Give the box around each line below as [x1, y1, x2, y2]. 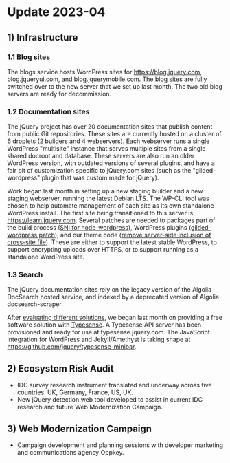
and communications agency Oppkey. [16, 449, 125, 457]
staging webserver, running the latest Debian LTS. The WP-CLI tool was [7, 194, 209, 203]
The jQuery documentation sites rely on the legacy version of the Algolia [7, 286, 212, 294]
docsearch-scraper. [7, 300, 63, 308]
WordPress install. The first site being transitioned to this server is [7, 209, 194, 217]
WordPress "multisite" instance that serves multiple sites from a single [7, 144, 206, 153]
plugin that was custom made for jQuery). [41, 173, 159, 182]
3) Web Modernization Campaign [7, 422, 152, 434]
